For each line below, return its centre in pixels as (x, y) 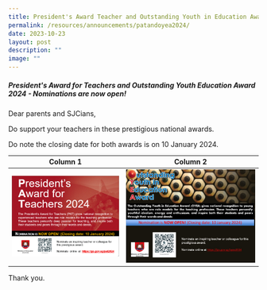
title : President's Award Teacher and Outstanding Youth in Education (128, 17)
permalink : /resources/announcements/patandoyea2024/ (99, 25)
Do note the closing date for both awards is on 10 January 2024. (113, 144)
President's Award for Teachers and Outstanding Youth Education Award (132, 85)
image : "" (25, 59)
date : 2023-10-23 (37, 33)
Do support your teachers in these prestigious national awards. (111, 129)
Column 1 (65, 162)
